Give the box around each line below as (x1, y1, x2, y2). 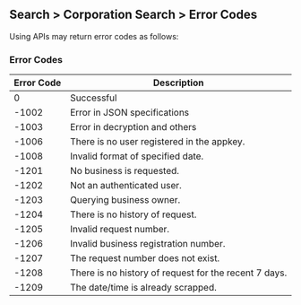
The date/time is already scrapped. (70, 282, 217, 294)
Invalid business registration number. (70, 238, 226, 250)
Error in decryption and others (70, 121, 197, 134)
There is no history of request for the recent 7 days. (70, 266, 288, 279)
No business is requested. (70, 165, 180, 178)
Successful (70, 91, 117, 104)
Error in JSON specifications (70, 107, 190, 119)
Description (152, 76, 204, 89)
